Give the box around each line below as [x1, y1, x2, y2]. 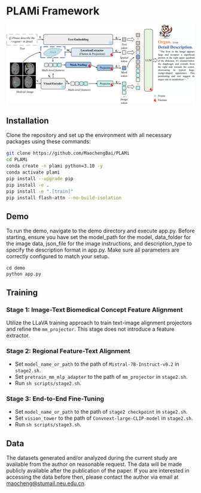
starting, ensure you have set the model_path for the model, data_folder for [6, 234, 191, 241]
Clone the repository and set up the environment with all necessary [6, 132, 172, 139]
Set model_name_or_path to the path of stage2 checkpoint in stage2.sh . [14, 408, 188, 416]
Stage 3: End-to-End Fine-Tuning [6, 395, 105, 403]
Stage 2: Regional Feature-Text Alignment [6, 346, 130, 355]
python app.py [6, 271, 42, 277]
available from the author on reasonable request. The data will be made [6, 461, 182, 468]
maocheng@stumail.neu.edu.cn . [6, 480, 86, 487]
